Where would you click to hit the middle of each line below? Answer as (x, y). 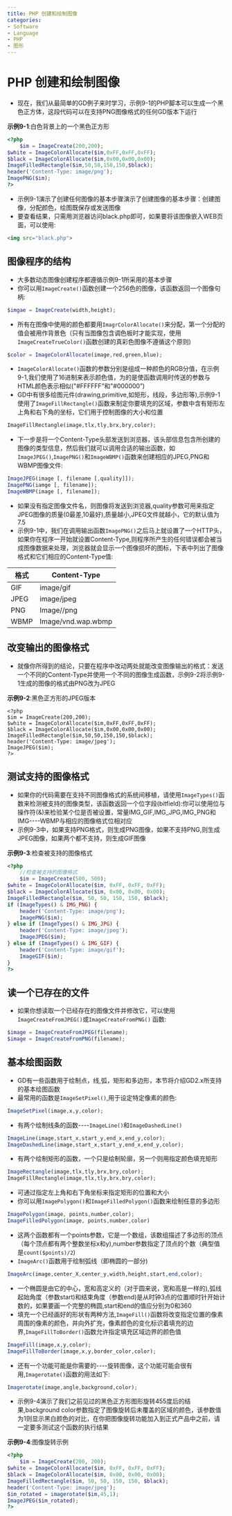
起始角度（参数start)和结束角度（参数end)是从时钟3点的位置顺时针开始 (118, 1297)
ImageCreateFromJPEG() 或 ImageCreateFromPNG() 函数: (92, 1019)
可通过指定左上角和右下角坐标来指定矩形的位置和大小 (93, 1192)
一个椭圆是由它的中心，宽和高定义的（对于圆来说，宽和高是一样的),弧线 (119, 1288)
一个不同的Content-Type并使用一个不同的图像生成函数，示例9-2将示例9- (121, 674)
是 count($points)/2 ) (46, 1252)
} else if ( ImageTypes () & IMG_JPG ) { (63, 924)
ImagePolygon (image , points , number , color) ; (71, 1215)
